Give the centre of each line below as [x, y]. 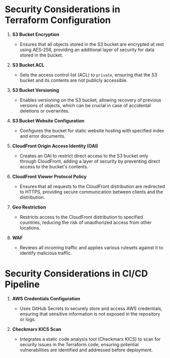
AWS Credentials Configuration [46, 298]
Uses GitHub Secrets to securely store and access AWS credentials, [91, 308]
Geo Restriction [29, 207]
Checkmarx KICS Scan [37, 329]
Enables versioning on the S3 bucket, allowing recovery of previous [90, 100]
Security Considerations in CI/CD [76, 274]
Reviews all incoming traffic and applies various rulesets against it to [91, 247]
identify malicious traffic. [46, 253]
